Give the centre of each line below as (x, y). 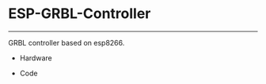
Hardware (36, 58)
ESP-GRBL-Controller (80, 14)
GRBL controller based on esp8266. (66, 42)
